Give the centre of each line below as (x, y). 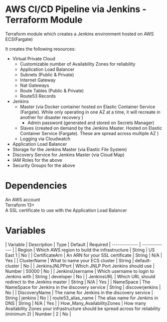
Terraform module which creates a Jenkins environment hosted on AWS (79, 34)
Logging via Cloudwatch (45, 139)
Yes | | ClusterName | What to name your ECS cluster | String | (69, 260)
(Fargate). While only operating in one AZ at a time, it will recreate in (90, 112)
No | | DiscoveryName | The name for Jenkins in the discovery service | (79, 292)
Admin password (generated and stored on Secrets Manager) (91, 123)
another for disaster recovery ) (52, 117)
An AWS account (23, 199)
